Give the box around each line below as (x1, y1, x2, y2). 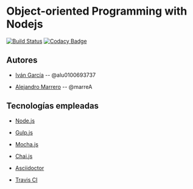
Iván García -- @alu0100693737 (15, 71, 96, 79)
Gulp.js (15, 129, 33, 136)
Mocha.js (15, 140, 38, 148)
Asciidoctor (15, 164, 44, 171)
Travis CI (15, 176, 38, 184)
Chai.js (15, 152, 33, 160)
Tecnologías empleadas (6, 101, 99, 111)
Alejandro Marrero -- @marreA (15, 83, 93, 90)
